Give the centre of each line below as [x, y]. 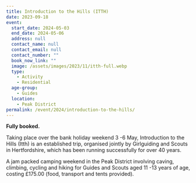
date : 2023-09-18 [27, 17]
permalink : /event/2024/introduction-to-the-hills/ [70, 110]
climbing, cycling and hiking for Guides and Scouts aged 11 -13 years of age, [98, 168]
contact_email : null [36, 50]
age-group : [25, 88]
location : [23, 99]
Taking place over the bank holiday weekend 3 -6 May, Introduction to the [95, 138]
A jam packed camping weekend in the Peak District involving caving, [90, 161]
